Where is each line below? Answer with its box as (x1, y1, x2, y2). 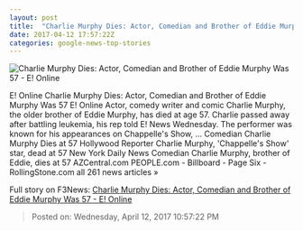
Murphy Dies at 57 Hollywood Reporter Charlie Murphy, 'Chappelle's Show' (9, 138, 289, 149)
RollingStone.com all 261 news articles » (9, 167, 159, 178)
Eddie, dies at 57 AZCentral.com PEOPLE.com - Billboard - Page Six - (9, 157, 267, 168)
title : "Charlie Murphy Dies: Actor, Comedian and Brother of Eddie (9, 22, 277, 31)
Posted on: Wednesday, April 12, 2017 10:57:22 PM (31, 211, 219, 222)
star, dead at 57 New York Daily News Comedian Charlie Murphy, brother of (9, 148, 290, 159)
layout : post (9, 13, 59, 23)
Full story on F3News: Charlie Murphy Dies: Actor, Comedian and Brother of (9, 184, 291, 195)
